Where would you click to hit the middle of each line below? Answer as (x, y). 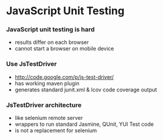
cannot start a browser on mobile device (64, 49)
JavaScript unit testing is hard (51, 30)
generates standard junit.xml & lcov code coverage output (86, 90)
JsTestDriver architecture (44, 105)
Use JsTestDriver (32, 64)
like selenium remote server (49, 118)
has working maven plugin (47, 83)
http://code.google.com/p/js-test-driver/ (64, 77)
